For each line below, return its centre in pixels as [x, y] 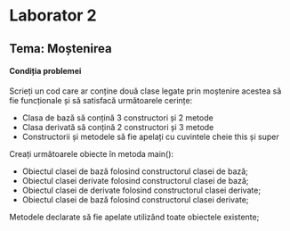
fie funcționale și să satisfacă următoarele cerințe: [101, 100]
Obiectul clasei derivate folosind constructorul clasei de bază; [135, 180]
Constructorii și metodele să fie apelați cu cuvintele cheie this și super [151, 136]
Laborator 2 [53, 16]
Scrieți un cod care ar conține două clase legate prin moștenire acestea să [145, 91]
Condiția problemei [45, 71]
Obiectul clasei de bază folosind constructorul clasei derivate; [135, 199]
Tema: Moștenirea [61, 49]
